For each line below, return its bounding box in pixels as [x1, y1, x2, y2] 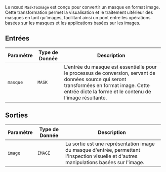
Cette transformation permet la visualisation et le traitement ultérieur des [5, 9, 153, 15]
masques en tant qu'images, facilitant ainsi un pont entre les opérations [5, 15, 151, 20]
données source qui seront [64, 76, 126, 83]
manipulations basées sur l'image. [65, 159, 145, 166]
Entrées [5, 34, 30, 43]
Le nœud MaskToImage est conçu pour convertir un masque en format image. [5, 4, 160, 10]
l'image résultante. [64, 94, 107, 101]
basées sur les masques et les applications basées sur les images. [5, 20, 141, 26]
